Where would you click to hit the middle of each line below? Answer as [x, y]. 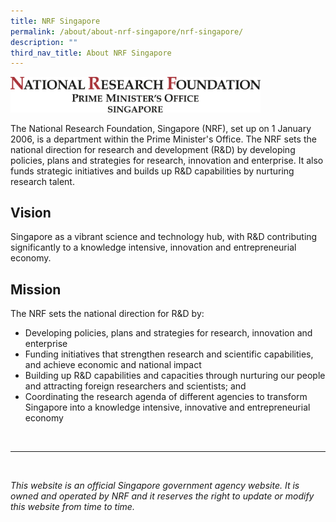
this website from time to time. [72, 507]
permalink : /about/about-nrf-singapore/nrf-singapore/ [127, 31]
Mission [36, 289]
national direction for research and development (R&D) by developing [153, 149]
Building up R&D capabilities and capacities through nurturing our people [175, 376]
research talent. [42, 181]
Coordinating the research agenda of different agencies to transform [166, 397]
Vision [31, 212]
